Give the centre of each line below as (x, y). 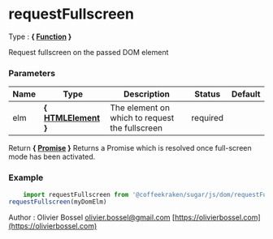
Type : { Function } (40, 36)
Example (26, 177)
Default (246, 94)
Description (147, 94)
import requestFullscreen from (76, 194)
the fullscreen (136, 128)
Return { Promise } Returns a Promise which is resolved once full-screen (130, 148)
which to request (142, 118)
